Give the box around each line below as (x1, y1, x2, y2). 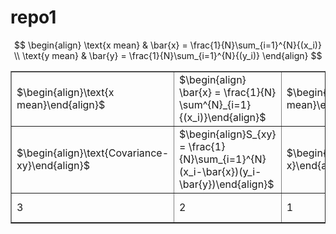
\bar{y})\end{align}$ (179, 177, 275, 191)
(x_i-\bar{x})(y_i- (179, 164, 262, 178)
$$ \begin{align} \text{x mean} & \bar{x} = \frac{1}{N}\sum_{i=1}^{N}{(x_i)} (14, 39, 322, 51)
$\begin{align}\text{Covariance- (16, 146, 170, 160)
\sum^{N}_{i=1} (179, 97, 252, 111)
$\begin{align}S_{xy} (179, 127, 277, 141)
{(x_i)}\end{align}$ (179, 110, 267, 124)
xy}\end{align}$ (16, 158, 91, 172)
